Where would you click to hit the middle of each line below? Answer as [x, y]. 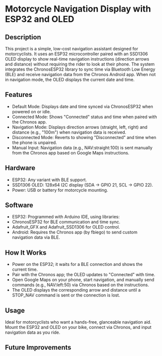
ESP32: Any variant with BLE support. [49, 180]
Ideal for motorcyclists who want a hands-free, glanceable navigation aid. [78, 322]
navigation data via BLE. [36, 237]
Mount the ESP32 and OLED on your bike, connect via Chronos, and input [78, 327]
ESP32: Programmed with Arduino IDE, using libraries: [66, 217]
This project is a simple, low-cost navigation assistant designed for [72, 49]
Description [23, 37]
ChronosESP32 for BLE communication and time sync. [66, 222]
